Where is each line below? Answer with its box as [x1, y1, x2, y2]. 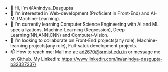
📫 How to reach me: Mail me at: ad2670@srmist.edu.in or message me [10, 49, 161, 55]
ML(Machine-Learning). [10, 16, 60, 21]
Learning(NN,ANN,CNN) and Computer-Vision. [10, 32, 109, 38]
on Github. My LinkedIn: [10, 56, 61, 62]
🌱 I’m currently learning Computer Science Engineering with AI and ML [10, 21, 159, 27]
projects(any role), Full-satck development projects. [29, 43, 138, 49]
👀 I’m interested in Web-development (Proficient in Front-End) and [10, 10, 150, 16]
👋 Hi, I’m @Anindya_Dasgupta [10, 5, 73, 11]
